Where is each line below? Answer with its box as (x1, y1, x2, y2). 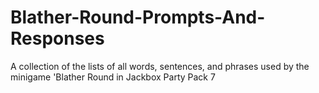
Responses (10, 27, 105, 50)
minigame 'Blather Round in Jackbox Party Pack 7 (10, 71, 216, 83)
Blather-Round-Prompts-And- (10, 6, 266, 29)
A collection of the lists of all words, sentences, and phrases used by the (10, 60, 310, 72)
